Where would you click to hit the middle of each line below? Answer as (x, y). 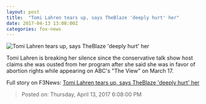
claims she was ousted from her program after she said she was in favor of (101, 64)
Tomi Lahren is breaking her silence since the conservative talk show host (100, 58)
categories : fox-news (34, 29)
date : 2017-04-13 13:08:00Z (42, 23)
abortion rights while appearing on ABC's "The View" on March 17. (90, 71)
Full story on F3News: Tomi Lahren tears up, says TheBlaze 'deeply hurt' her (103, 83)
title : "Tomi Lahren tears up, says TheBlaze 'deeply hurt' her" (93, 18)
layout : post (23, 12)
